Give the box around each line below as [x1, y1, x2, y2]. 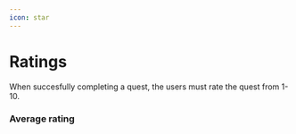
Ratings [9, 51, 68, 71]
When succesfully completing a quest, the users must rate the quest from [9, 81, 280, 92]
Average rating [9, 113, 76, 125]
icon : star [9, 13, 50, 22]
